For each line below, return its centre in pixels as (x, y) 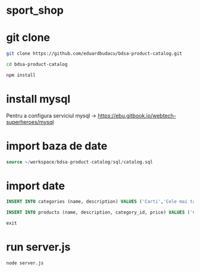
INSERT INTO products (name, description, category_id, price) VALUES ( (98, 212)
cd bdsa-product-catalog (37, 64)
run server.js (38, 247)
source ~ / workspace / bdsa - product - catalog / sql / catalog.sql (79, 162)
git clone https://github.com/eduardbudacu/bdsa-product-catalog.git (94, 54)
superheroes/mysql (30, 122)
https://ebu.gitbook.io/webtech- (137, 115)
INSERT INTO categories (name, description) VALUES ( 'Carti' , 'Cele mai (97, 202)
